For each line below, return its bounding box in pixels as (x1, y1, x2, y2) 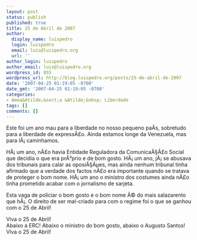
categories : (6, 91, 36, 97)
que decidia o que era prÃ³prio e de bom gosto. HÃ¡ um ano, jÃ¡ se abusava (6, 155, 192, 162)
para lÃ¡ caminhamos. (6, 137, 59, 144)
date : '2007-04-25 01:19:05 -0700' (6, 81, 94, 87)
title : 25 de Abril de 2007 (6, 25, 76, 31)
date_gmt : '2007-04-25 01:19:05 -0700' (6, 86, 105, 92)
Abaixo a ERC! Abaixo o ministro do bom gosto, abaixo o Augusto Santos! (6, 222, 186, 229)
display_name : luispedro (11, 36, 73, 42)
